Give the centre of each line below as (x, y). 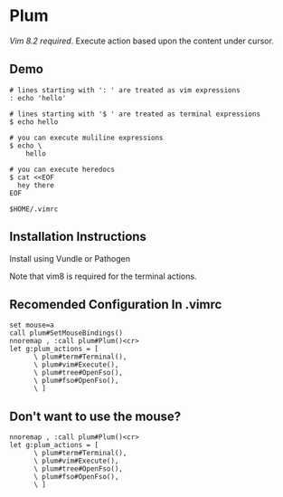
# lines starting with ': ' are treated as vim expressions (125, 90)
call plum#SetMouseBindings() (66, 333)
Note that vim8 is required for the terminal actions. (103, 276)
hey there (36, 185)
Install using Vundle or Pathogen (70, 258)
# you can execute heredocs (62, 169)
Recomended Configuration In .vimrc (116, 304)
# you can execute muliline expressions (87, 138)
